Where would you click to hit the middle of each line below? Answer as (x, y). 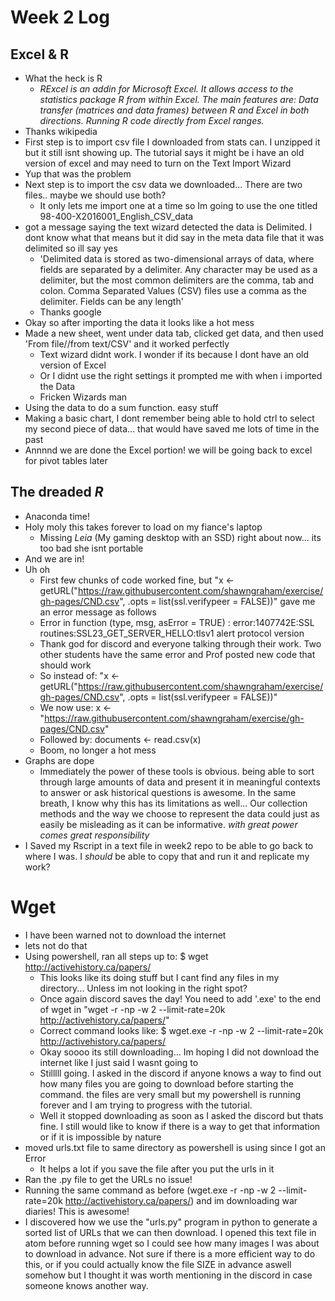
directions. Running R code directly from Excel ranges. (152, 120)
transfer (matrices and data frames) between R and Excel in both (174, 110)
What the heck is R (63, 78)
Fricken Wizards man (83, 397)
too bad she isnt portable (91, 548)
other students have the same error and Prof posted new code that (177, 654)
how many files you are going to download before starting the (166, 1083)
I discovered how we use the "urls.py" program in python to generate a (171, 1222)
